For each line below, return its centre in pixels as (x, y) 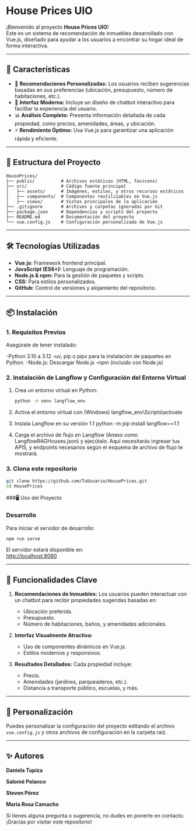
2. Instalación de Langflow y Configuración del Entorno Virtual (96, 377)
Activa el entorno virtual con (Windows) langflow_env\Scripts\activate (98, 412)
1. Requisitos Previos (36, 332)
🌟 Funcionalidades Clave (52, 580)
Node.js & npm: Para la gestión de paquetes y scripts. (79, 276)
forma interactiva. (27, 46)
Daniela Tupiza (24, 770)
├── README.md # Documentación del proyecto (70, 217)
